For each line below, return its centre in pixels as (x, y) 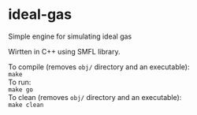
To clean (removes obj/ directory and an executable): (95, 97)
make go (21, 89)
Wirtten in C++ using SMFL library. (64, 51)
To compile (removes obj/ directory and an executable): (99, 67)
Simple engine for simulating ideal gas (70, 36)
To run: (20, 82)
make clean (26, 105)
